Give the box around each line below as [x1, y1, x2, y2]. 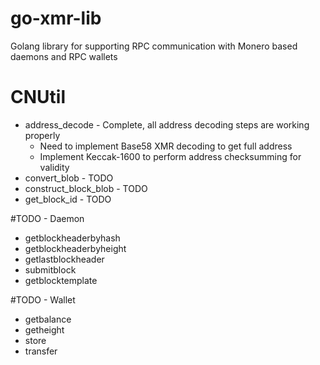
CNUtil [10, 86, 66, 109]
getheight [24, 323, 65, 336]
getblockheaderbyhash [24, 232, 121, 244]
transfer [24, 345, 58, 357]
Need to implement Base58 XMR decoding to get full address [39, 140, 293, 152]
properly [24, 129, 61, 141]
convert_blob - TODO [24, 172, 114, 184]
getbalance [24, 313, 72, 325]
